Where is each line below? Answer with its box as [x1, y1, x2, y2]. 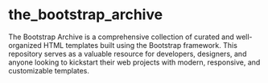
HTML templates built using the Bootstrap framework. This [43, 40, 237, 49]
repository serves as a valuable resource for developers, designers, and [8, 49, 247, 58]
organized [8, 40, 42, 49]
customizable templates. [8, 65, 90, 75]
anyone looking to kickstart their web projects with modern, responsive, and [8, 57, 261, 67]
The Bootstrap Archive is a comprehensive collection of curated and [8, 32, 235, 41]
